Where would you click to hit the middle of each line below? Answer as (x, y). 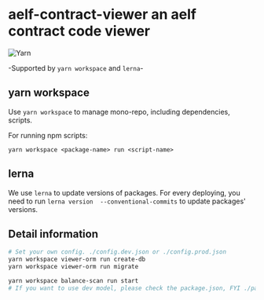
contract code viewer (79, 31)
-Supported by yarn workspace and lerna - (76, 68)
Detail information (53, 234)
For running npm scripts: (48, 135)
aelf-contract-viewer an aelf (102, 15)
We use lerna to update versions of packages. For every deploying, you (125, 192)
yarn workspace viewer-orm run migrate (73, 267)
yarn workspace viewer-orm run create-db (77, 260)
